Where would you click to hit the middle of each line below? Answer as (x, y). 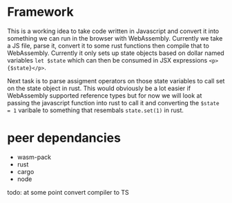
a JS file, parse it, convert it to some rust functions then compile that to (108, 45)
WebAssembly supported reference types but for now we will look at (105, 95)
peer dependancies (64, 138)
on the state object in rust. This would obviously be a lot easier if (99, 88)
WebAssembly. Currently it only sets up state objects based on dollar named (116, 53)
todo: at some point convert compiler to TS (68, 192)
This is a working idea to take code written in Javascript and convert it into (113, 31)
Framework (40, 12)
